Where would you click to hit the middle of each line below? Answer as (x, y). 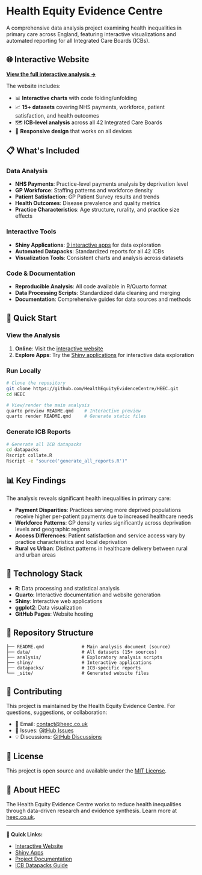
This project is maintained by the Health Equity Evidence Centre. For (91, 706)
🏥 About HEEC (33, 790)
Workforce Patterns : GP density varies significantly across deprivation (103, 522)
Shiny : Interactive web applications (59, 601)
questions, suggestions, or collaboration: (57, 712)
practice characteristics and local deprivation (71, 542)
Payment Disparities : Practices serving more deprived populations (98, 510)
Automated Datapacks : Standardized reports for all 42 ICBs (89, 251)
